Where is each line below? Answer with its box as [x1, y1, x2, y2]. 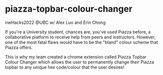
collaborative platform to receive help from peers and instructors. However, [5, 34, 156, 40]
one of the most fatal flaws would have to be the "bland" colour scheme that [5, 39, 158, 45]
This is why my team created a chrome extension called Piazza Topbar [5, 54, 147, 59]
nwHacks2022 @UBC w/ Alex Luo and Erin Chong [5, 19, 106, 25]
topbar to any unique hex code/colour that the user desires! [5, 64, 125, 70]
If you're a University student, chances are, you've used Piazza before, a [5, 29, 151, 35]
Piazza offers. [5, 44, 33, 50]
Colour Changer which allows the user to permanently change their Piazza [5, 59, 154, 65]
